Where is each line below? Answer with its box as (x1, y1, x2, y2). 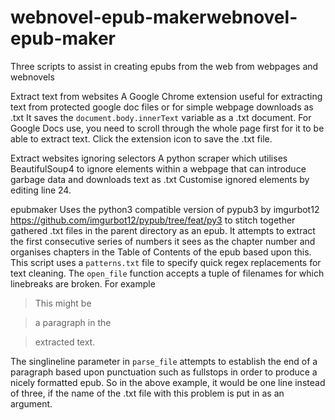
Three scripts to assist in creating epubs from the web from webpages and (10, 60, 319, 72)
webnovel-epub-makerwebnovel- (10, 6, 298, 29)
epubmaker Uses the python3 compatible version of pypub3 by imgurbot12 (10, 203, 320, 215)
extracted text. (34, 336, 96, 348)
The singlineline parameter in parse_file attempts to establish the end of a (10, 355, 318, 367)
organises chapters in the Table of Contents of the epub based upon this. (10, 246, 312, 258)
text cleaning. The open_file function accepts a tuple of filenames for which (10, 267, 325, 279)
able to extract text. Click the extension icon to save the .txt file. (10, 132, 273, 145)
